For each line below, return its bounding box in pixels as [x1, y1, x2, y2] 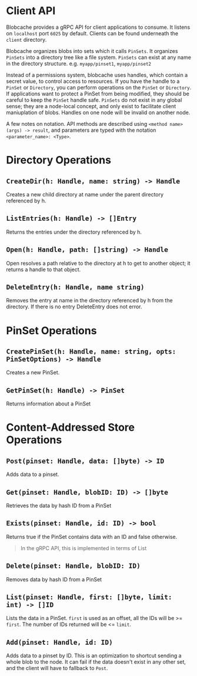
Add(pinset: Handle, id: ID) [6, 638, 113, 647]
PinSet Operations [6, 324, 97, 337]
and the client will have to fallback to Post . [6, 665, 108, 672]
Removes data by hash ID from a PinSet [6, 575, 102, 583]
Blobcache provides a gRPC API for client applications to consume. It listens [6, 24, 191, 31]
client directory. [6, 36, 47, 43]
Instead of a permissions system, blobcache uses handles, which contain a [6, 71, 188, 78]
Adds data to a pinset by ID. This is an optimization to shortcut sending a [6, 652, 182, 660]
